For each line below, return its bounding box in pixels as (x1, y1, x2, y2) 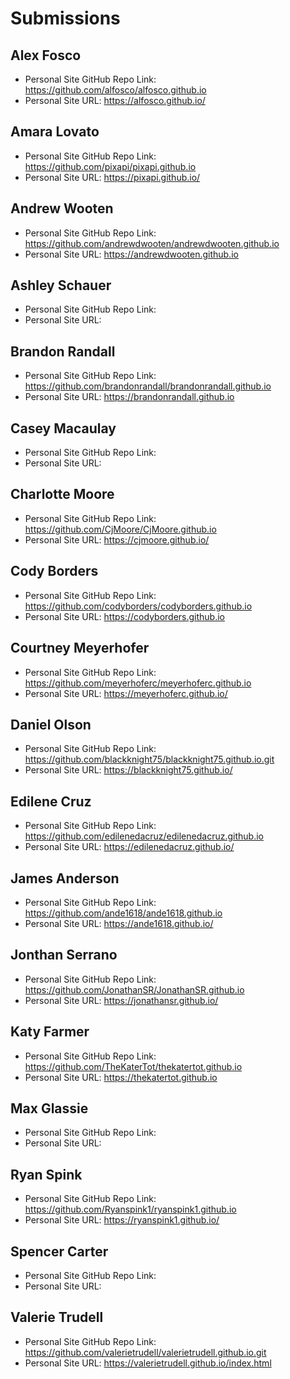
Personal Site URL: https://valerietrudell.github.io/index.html (24, 1357, 272, 1369)
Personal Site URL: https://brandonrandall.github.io (24, 391, 235, 403)
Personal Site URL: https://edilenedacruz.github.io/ (24, 841, 235, 853)
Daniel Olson (10, 716, 92, 733)
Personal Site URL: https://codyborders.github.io (24, 610, 226, 622)
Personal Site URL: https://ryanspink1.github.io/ (24, 1214, 220, 1226)
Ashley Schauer (10, 277, 112, 294)
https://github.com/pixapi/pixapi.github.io (24, 160, 197, 172)
